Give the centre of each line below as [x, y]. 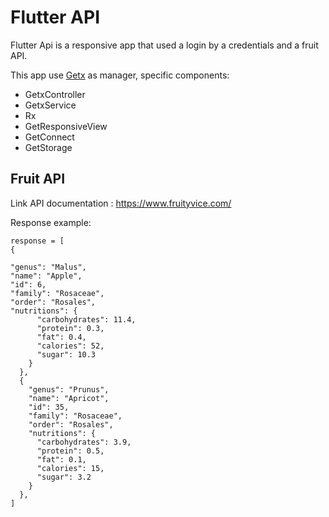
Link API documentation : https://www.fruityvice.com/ [121, 203]
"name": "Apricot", [69, 398]
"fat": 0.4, [61, 337]
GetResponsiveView [66, 126]
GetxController [55, 94]
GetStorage [48, 147]
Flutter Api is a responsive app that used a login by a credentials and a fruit [164, 45]
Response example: [51, 222]
